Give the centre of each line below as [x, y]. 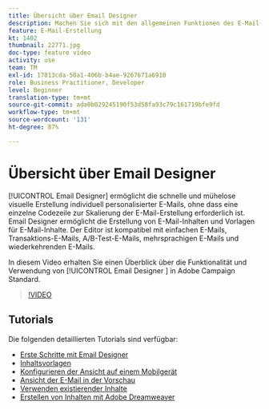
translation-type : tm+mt [50, 97]
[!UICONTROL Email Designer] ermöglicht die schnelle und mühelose [122, 196]
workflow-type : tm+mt [44, 113]
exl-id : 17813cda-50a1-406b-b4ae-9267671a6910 [87, 75]
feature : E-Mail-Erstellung [55, 30]
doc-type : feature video [50, 53]
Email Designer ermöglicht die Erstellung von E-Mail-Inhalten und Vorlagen [132, 221]
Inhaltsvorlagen [46, 363]
